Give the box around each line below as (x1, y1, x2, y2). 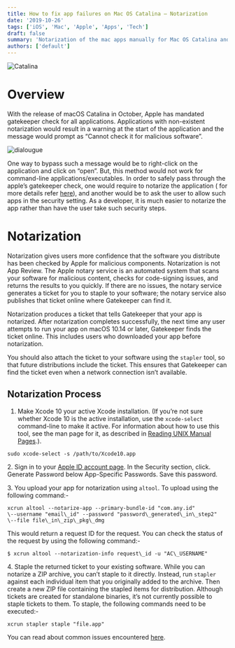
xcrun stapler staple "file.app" (7, 621, 105, 628)
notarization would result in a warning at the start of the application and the (7, 124, 225, 133)
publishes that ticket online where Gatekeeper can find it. (7, 296, 172, 305)
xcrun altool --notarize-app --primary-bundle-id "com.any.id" (7, 504, 196, 511)
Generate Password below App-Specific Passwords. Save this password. (7, 470, 218, 478)
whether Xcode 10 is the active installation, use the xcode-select (17, 414, 204, 422)
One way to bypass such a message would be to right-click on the (7, 159, 198, 167)
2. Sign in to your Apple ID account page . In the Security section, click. (7, 462, 211, 471)
